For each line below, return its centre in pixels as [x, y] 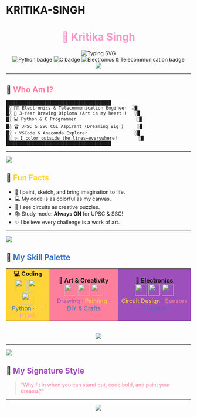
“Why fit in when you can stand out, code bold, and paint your [95, 385]
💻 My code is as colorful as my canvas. [63, 199]
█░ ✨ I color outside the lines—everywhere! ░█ [75, 138]
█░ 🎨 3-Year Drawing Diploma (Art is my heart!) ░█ [73, 113]
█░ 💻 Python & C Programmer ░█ [74, 119]
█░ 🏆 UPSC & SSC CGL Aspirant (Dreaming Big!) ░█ [74, 126]
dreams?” [32, 391]
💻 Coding [28, 274]
